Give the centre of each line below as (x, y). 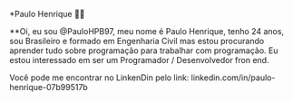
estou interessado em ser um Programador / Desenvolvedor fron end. (139, 60)
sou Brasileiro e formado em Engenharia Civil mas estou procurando (137, 41)
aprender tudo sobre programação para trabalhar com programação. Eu (144, 50)
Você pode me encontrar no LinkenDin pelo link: (99, 78)
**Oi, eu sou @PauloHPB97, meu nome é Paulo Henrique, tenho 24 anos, (146, 31)
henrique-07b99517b (49, 87)
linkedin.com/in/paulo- (233, 78)
